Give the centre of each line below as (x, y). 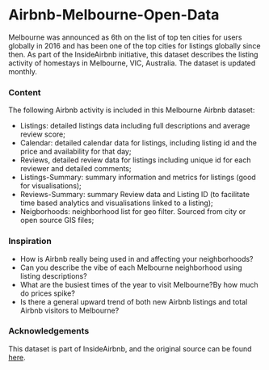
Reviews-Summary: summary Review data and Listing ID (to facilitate (135, 195)
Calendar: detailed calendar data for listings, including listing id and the (138, 143)
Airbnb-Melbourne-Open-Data (114, 15)
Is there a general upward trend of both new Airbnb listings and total (134, 301)
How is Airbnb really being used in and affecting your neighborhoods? (137, 259)
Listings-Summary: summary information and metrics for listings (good (138, 177)
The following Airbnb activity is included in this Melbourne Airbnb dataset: (132, 110)
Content (25, 92)
